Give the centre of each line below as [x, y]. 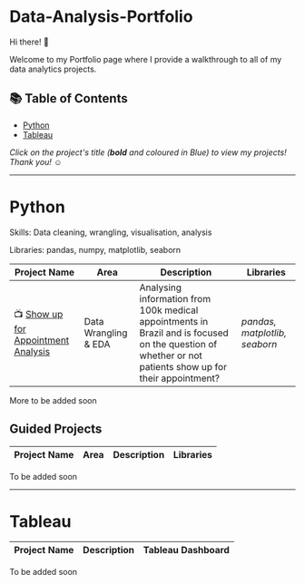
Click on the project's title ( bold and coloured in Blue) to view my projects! [148, 152]
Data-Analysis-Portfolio [101, 17]
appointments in [174, 321]
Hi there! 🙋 [30, 42]
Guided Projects [56, 429]
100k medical [169, 310]
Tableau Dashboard [186, 550]
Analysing [161, 287]
